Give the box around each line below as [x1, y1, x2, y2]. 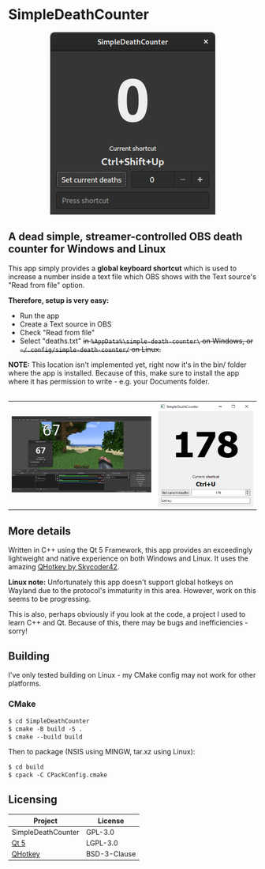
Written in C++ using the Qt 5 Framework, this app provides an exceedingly [8, 546, 253, 555]
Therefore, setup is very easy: [8, 295, 110, 305]
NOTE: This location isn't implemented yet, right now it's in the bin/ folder [8, 360, 247, 369]
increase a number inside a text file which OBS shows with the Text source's [8, 271, 256, 281]
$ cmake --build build [8, 733, 83, 741]
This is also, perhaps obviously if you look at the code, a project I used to [8, 610, 246, 619]
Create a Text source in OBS [19, 319, 112, 329]
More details [8, 524, 71, 538]
